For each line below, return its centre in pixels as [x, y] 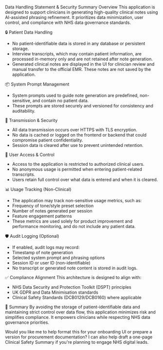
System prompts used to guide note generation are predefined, [75, 95]
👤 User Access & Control [30, 155]
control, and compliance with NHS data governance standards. [68, 22]
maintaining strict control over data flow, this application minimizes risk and [80, 312]
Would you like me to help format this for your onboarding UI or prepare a [79, 332]
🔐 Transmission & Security [31, 120]
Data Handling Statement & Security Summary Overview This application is [80, 7]
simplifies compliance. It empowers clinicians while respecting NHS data [78, 317]
